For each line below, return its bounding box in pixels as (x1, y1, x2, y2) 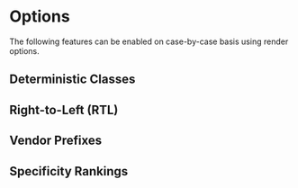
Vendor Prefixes (9, 133, 103, 148)
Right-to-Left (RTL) (9, 102, 119, 118)
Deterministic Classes (9, 72, 136, 87)
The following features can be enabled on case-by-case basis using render (9, 36, 289, 47)
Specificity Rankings (9, 164, 129, 179)
